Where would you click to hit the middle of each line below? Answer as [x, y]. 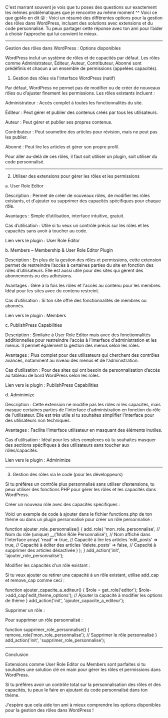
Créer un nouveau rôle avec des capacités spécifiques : [62, 504]
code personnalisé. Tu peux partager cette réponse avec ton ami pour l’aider [84, 28]
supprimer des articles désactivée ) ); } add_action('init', [63, 550]
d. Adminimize [20, 395]
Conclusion [17, 655]
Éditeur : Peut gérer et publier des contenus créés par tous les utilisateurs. [82, 112]
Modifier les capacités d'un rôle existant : [48, 565]
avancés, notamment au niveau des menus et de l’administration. [72, 360]
